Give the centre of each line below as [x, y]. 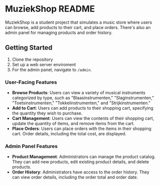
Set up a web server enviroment [44, 64]
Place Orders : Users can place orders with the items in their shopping [81, 128]
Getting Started [29, 48]
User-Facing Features [31, 82]
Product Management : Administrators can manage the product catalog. [84, 157]
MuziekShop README [50, 9]
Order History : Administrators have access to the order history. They [81, 172]
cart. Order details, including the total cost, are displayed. [69, 134]
